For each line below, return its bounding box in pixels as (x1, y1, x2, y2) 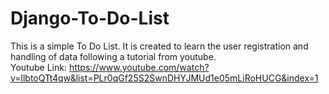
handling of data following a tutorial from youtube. (10, 50, 217, 62)
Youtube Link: (10, 61, 67, 73)
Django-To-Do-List (10, 7, 170, 30)
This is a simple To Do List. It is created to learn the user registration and (10, 40, 309, 52)
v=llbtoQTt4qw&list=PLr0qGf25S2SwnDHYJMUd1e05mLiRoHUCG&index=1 (10, 72, 319, 84)
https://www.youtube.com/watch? (68, 61, 210, 73)
